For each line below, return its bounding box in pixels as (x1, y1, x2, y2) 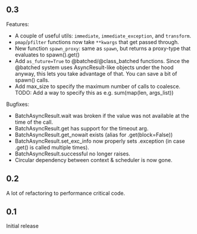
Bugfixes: (6, 101, 30, 108)
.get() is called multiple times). (14, 143, 89, 151)
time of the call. (14, 118, 54, 126)
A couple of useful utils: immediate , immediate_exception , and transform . (14, 32, 192, 39)
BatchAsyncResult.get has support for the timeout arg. (14, 124, 149, 132)
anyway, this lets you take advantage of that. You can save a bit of (14, 70, 177, 77)
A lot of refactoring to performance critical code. (6, 189, 126, 196)
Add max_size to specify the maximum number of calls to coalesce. (14, 83, 180, 90)
